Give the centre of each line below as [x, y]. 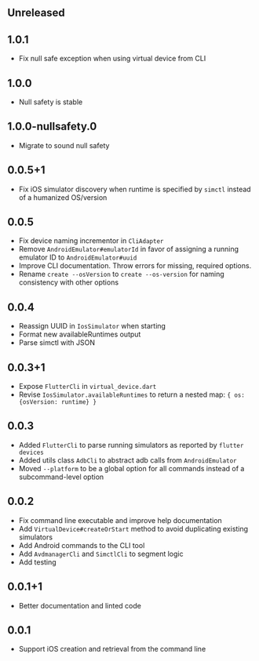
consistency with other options [69, 282]
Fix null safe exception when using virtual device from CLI [112, 59]
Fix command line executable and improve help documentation [120, 520]
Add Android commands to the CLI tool [82, 545]
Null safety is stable [51, 102]
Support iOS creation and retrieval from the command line [112, 649]
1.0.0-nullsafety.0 [52, 127]
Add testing [37, 562]
